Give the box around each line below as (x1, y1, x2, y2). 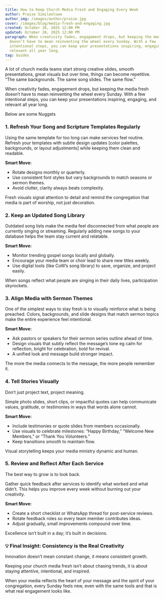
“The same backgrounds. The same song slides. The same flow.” (5, 76, 136, 82)
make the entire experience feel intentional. (5, 317, 92, 323)
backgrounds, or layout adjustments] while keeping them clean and (5, 145, 141, 151)
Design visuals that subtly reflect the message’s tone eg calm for (12, 341, 143, 347)
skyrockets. (5, 282, 28, 288)
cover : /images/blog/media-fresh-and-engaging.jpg (5, 21, 110, 26)
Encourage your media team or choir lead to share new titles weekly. (12, 257, 150, 263)
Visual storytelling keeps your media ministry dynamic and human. (5, 448, 139, 454)
